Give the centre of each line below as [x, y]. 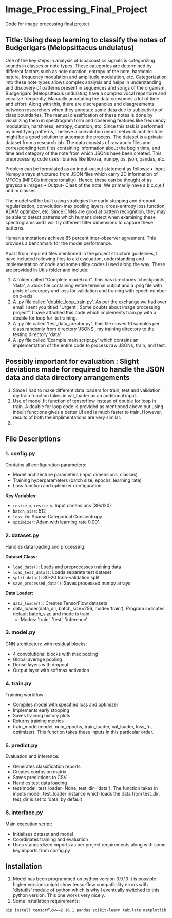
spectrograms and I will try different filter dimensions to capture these [79, 222]
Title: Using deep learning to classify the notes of [86, 40]
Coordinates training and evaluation [50, 839]
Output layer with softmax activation [51, 670]
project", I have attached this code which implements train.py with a [84, 312]
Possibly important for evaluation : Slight [72, 361]
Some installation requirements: [46, 901]
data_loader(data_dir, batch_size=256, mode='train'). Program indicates [89, 608]
